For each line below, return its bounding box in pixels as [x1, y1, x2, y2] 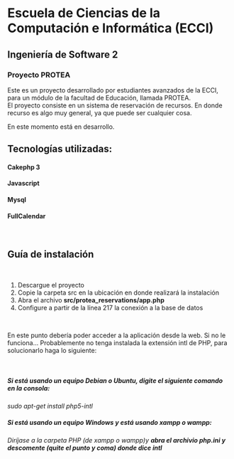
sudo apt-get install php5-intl [7, 402, 94, 411]
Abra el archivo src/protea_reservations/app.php [17, 296, 165, 305]
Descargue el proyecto [17, 281, 85, 290]
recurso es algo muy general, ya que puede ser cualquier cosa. [7, 108, 192, 117]
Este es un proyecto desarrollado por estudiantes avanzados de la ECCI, [7, 85, 218, 94]
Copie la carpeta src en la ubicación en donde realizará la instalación [17, 288, 220, 297]
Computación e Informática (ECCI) [7, 20, 214, 36]
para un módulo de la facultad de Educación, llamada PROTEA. [7, 93, 191, 102]
